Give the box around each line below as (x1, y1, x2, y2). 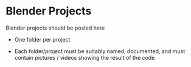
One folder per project (14, 36, 71, 43)
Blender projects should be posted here (5, 24, 105, 31)
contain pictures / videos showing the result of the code (14, 54, 155, 61)
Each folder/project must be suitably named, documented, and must (14, 47, 186, 55)
